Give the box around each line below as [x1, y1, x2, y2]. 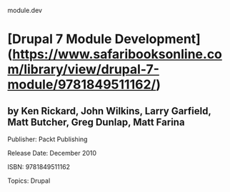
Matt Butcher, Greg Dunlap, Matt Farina [7, 116, 185, 128]
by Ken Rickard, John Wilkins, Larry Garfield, [7, 105, 211, 117]
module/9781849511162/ [7, 76, 156, 93]
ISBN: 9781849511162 [7, 163, 70, 171]
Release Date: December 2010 [7, 149, 97, 157]
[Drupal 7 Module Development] [7, 31, 201, 47]
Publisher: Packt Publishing [7, 135, 88, 143]
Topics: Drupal [7, 176, 51, 185]
